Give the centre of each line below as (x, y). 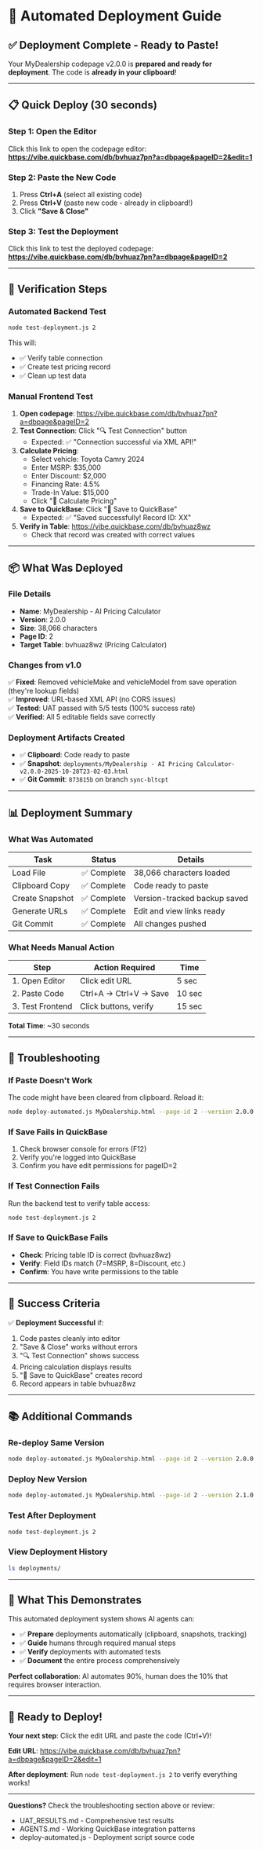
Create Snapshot (43, 899)
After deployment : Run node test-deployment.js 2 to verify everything (123, 1775)
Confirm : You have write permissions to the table (99, 1271)
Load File (29, 873)
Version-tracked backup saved (191, 899)
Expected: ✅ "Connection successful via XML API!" (114, 442)
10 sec (189, 994)
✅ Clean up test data (53, 375)
